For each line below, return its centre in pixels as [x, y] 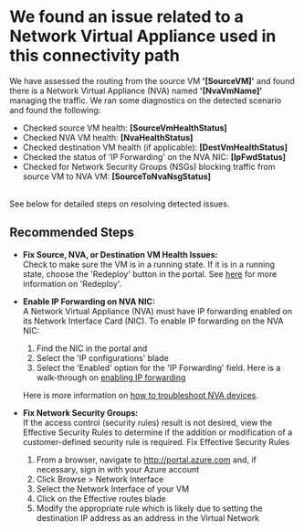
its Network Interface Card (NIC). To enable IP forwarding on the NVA [153, 321]
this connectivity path [94, 56]
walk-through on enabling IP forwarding [111, 377]
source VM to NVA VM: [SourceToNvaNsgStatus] [117, 176]
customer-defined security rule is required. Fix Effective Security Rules [156, 441]
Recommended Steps [72, 233]
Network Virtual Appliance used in [143, 36]
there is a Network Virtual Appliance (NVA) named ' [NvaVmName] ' [136, 90]
